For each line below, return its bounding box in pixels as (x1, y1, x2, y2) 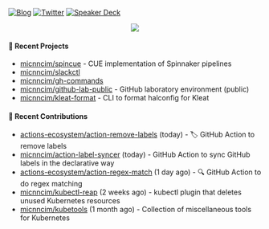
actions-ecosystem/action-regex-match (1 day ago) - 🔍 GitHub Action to (19, 167, 262, 177)
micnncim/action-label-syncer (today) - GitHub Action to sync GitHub (19, 149, 251, 160)
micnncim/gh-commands (19, 76, 104, 86)
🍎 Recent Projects (8, 41, 69, 51)
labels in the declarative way (19, 158, 115, 168)
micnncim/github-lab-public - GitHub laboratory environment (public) (19, 84, 250, 94)
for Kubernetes (19, 213, 71, 223)
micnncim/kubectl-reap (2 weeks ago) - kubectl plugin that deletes (19, 187, 243, 197)
